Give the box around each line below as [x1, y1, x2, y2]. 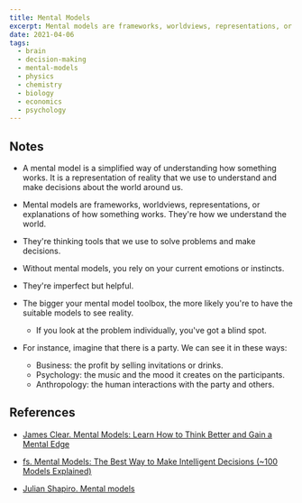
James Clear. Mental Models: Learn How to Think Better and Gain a [22, 429, 273, 440]
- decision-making [17, 55, 87, 64]
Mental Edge [22, 438, 70, 449]
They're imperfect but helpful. [22, 280, 134, 291]
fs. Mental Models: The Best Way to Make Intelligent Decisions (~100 [22, 456, 278, 467]
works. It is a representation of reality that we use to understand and [22, 172, 277, 183]
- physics [17, 72, 54, 81]
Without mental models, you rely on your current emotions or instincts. [22, 263, 285, 274]
